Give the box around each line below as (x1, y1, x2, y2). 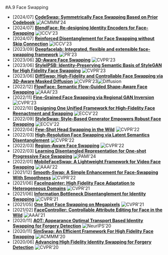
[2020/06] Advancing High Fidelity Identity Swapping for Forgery (12, 239, 152, 245)
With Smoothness (12, 175, 51, 180)
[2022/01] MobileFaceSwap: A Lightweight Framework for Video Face (12, 159, 161, 164)
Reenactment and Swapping (12, 110, 73, 116)
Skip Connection (12, 41, 49, 47)
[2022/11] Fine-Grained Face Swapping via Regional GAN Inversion (12, 94, 154, 100)
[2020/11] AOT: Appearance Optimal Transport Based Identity (12, 218, 143, 223)
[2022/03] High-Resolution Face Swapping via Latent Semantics (12, 132, 150, 138)
